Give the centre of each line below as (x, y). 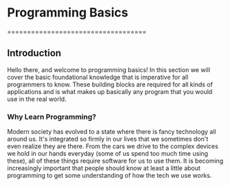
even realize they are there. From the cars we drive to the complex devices (113, 146)
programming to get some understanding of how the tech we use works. (110, 176)
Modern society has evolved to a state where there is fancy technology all (112, 132)
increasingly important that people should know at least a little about (104, 168)
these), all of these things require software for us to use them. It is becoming (115, 161)
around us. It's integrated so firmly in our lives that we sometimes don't (108, 139)
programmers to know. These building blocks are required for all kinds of (110, 84)
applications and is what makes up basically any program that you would (110, 91)
